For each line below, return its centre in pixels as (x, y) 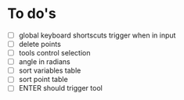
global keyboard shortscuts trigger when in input (97, 35)
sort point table (43, 80)
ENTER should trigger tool (60, 88)
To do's (32, 14)
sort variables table (50, 70)
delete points (40, 44)
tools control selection (54, 53)
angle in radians (45, 62)
